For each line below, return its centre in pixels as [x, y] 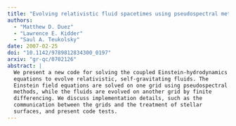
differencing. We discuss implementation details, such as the [108, 99]
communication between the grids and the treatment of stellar [108, 105]
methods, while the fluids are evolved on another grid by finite [113, 92]
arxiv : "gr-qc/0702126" [42, 59]
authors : [20, 20]
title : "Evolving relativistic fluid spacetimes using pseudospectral [113, 14]
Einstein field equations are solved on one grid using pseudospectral [121, 85]
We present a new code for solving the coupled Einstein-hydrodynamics [121, 72]
